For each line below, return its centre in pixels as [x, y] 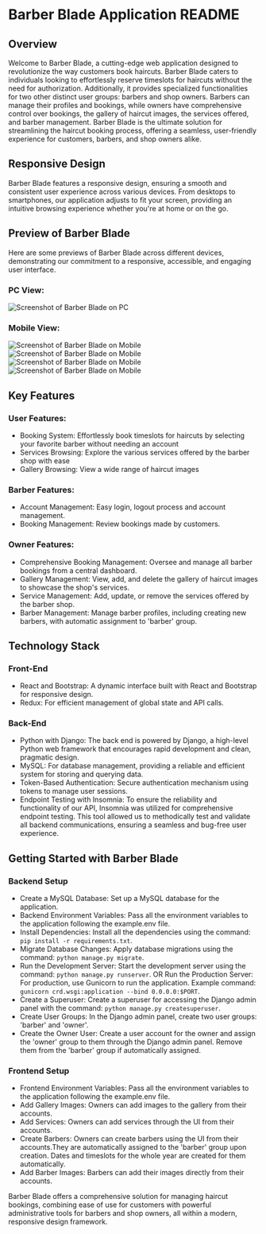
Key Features [42, 395]
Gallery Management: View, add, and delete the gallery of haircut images [139, 578]
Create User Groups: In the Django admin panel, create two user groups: [138, 1017]
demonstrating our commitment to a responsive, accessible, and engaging [130, 261]
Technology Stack [54, 646]
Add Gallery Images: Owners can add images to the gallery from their [133, 1105]
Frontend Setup [39, 1071]
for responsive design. [56, 694]
